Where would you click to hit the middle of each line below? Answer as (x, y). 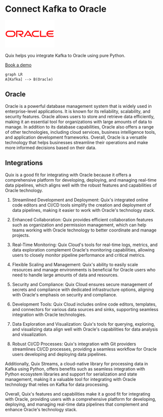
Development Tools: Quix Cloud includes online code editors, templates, (84, 304)
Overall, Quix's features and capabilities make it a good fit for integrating (78, 394)
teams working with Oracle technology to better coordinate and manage (84, 230)
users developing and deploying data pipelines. (59, 354)
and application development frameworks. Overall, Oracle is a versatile (76, 137)
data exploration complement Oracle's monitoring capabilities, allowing (83, 250)
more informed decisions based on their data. (51, 147)
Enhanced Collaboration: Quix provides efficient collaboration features (82, 219)
